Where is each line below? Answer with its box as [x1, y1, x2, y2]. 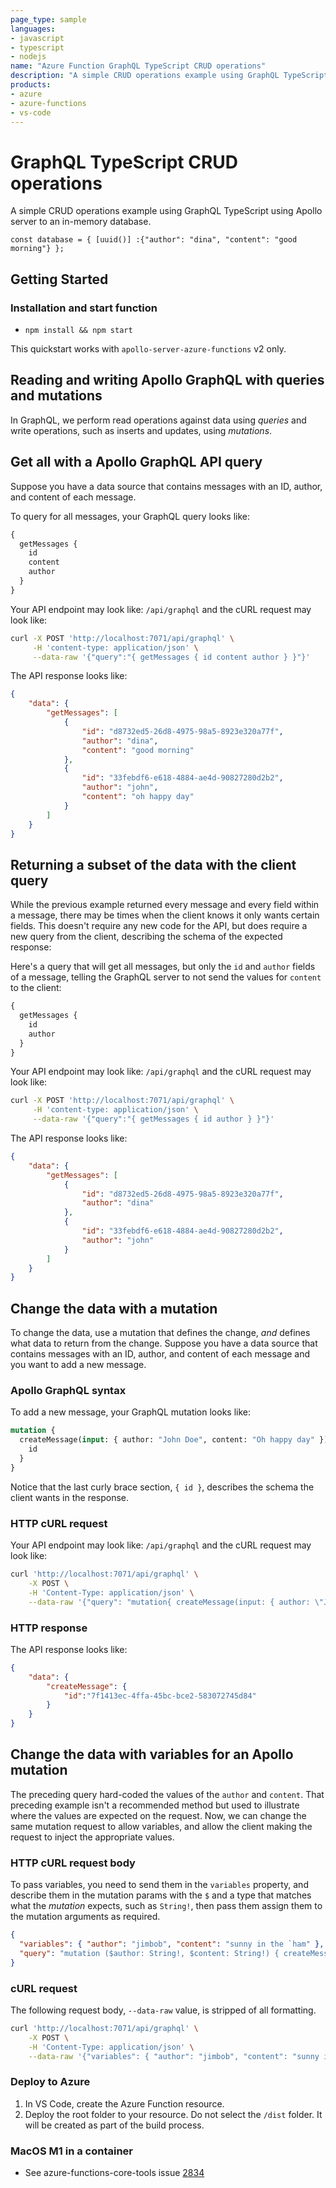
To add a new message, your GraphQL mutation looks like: [10, 1406, 252, 1418]
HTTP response [10, 1621, 88, 1635]
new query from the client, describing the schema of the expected [10, 931, 283, 943]
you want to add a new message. [10, 1359, 147, 1371]
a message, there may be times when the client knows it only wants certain [10, 909, 320, 921]
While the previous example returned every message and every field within [10, 899, 320, 911]
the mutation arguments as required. [10, 1911, 161, 1923]
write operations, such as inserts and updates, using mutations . [10, 424, 273, 436]
